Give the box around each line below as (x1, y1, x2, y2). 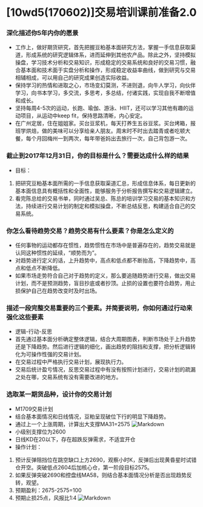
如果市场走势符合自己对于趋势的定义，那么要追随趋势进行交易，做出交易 (15, 272, 196, 280)
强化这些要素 (6, 313, 44, 321)
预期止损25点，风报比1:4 (15, 494, 77, 502)
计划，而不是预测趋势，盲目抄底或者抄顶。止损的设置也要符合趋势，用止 (15, 280, 196, 287)
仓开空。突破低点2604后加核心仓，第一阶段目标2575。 (15, 463, 153, 471)
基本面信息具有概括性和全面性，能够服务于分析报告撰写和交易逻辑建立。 (15, 187, 196, 195)
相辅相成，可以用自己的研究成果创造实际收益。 (15, 74, 132, 81)
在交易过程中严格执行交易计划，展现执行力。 (15, 358, 127, 365)
